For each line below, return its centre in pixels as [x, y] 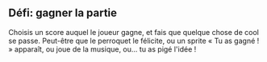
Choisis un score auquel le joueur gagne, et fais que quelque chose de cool [134, 32]
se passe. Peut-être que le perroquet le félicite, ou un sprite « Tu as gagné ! [134, 41]
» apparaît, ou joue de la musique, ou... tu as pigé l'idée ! [102, 49]
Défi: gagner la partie [63, 13]
